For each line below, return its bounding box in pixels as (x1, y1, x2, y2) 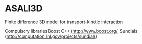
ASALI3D (5, 3, 43, 14)
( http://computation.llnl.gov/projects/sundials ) (5, 33, 98, 39)
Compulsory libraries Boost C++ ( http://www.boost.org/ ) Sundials (5, 28, 138, 34)
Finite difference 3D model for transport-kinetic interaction (5, 19, 123, 25)
